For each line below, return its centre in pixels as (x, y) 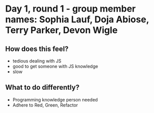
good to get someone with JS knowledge (55, 66)
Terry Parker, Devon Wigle (61, 30)
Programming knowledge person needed (55, 99)
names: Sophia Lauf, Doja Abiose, (77, 19)
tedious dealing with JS (37, 61)
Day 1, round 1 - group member (70, 9)
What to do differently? (42, 88)
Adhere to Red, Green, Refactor (45, 105)
